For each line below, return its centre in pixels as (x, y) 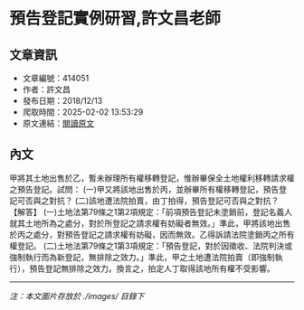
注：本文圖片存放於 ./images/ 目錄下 (77, 296)
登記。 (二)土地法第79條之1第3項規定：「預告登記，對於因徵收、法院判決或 (154, 246)
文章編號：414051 (56, 78)
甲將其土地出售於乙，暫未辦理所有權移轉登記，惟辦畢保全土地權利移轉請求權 (152, 178)
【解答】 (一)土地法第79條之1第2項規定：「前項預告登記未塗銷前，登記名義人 (151, 211)
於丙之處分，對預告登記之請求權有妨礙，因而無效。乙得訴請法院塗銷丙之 (144, 234)
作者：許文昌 (46, 89)
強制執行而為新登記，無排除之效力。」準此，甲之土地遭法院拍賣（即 (134, 257)
